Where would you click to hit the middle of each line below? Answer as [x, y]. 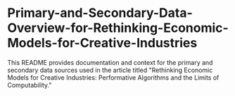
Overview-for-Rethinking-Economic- [118, 28]
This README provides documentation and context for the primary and [110, 62]
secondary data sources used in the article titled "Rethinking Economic [110, 70]
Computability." [30, 85]
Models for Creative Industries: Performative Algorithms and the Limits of [113, 77]
